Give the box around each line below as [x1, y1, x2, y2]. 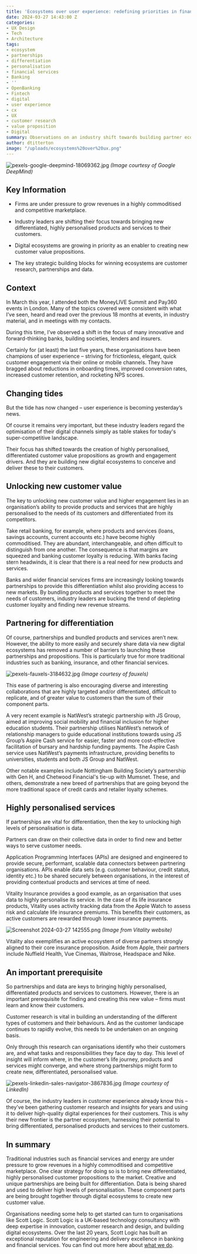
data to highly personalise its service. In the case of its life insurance [6, 896, 172, 903]
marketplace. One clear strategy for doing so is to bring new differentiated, [6, 1167, 187, 1175]
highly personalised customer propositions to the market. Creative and [6, 1174, 176, 1180]
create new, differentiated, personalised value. [6, 1069, 118, 1076]
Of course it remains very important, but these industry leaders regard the [6, 421, 185, 428]
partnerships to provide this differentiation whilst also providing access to [6, 582, 184, 589]
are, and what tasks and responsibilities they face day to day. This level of [6, 1050, 185, 1057]
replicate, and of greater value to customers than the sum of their [6, 694, 164, 701]
